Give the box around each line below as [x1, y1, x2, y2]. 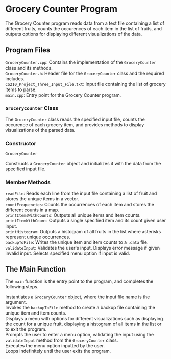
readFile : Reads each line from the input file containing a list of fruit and [5, 190, 157, 196]
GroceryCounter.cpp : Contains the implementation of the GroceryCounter [5, 59, 157, 65]
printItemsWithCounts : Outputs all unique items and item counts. [5, 212, 141, 218]
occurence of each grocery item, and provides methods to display [5, 122, 144, 128]
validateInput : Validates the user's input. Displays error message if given [5, 244, 160, 251]
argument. [5, 299, 27, 305]
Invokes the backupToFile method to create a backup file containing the [5, 305, 156, 311]
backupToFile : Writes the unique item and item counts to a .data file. [5, 239, 149, 245]
